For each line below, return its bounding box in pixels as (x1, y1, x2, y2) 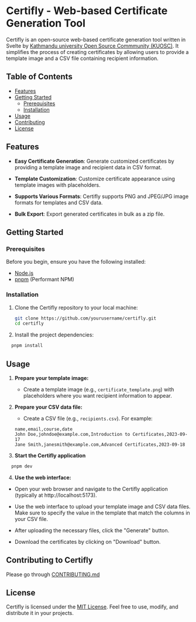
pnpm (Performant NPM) (14, 276, 74, 283)
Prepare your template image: (14, 374, 89, 381)
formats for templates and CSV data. (14, 199, 103, 206)
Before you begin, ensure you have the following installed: (6, 258, 146, 265)
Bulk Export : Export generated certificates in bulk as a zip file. (14, 210, 165, 217)
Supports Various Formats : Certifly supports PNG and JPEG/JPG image (14, 193, 189, 200)
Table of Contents (6, 72, 73, 82)
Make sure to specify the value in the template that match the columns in (14, 509, 190, 516)
